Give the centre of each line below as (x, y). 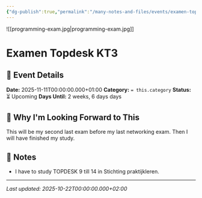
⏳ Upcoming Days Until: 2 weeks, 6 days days (64, 96)
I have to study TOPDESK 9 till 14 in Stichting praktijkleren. (87, 172)
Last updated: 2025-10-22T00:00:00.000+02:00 (67, 189)
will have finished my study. (41, 138)
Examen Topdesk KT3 (62, 53)
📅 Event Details (35, 75)
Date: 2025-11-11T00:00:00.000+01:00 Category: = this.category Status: (99, 89)
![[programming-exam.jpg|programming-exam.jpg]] (70, 29)
